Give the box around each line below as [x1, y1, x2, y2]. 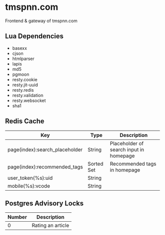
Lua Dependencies [5, 32, 64, 40]
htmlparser [12, 56, 34, 62]
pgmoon [12, 71, 29, 77]
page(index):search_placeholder [7, 146, 83, 153]
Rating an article [31, 222, 70, 229]
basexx [12, 45, 27, 51]
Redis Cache [5, 117, 45, 126]
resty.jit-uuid [12, 82, 38, 88]
